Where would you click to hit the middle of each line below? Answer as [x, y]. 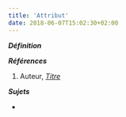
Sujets [19, 91]
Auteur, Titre [40, 76]
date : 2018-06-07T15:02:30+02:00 [63, 23]
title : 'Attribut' [38, 15]
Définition [25, 45]
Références [28, 61]
